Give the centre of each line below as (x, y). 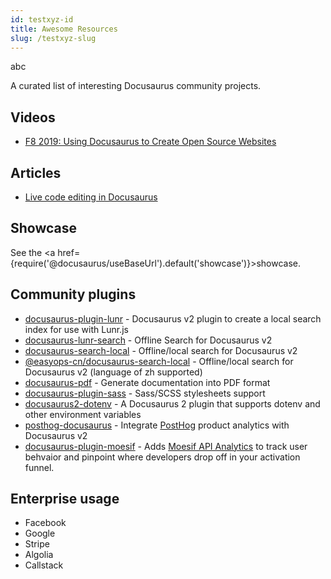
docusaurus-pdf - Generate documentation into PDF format (147, 382)
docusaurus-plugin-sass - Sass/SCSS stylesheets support (145, 393)
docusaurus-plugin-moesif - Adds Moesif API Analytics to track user (166, 446)
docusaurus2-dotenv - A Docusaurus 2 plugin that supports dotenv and (172, 403)
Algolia (39, 555)
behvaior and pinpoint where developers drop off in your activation (162, 457)
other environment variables (83, 414)
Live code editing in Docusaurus (91, 197)
